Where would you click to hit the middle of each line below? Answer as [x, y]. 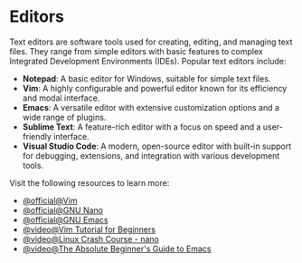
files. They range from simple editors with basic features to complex [137, 51]
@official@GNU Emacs [65, 219]
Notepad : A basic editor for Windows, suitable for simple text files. [146, 78]
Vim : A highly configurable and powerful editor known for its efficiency [155, 88]
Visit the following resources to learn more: [90, 182]
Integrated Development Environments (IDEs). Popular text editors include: [148, 61]
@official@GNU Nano [63, 209]
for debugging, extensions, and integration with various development [151, 155]
